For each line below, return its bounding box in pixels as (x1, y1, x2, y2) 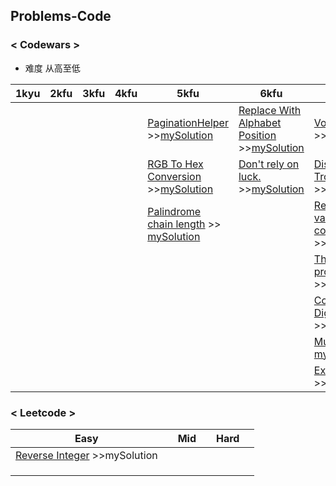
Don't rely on (238, 157, 300, 171)
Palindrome (147, 204, 202, 218)
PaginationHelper (147, 115, 229, 129)
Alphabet (238, 115, 282, 129)
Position (238, 128, 277, 142)
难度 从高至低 (24, 62, 81, 74)
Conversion (147, 169, 202, 183)
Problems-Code (10, 8, 112, 25)
